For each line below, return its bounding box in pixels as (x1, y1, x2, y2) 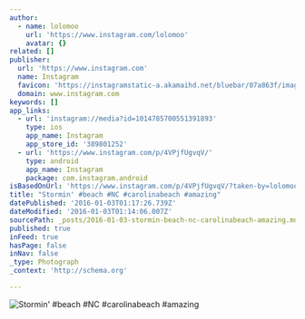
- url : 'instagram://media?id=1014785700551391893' (17, 114, 218, 123)
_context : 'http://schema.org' (9, 266, 128, 275)
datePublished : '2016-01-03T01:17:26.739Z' (9, 198, 177, 208)
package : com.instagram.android (25, 173, 148, 182)
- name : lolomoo (17, 22, 79, 31)
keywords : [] (9, 97, 59, 107)
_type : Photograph (9, 257, 79, 267)
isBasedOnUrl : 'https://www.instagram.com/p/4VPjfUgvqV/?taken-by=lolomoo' (9, 182, 302, 191)
